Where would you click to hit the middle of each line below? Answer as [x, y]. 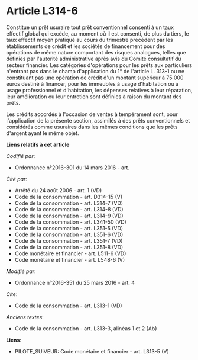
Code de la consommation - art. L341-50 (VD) [71, 222]
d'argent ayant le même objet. [43, 133]
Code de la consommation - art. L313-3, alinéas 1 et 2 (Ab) [86, 328]
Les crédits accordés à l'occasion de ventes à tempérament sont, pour [92, 114]
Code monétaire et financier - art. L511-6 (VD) [70, 253]
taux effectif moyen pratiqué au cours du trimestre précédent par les [90, 40]
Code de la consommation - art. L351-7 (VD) [69, 240]
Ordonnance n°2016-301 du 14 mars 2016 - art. [72, 168]
